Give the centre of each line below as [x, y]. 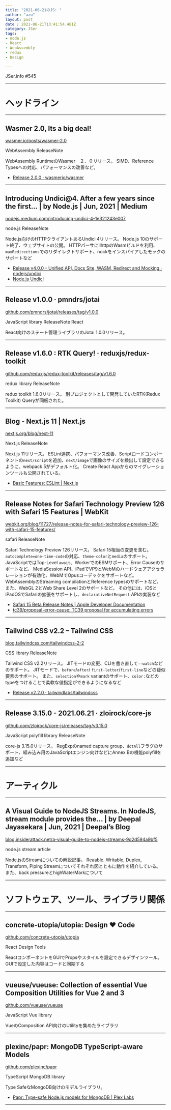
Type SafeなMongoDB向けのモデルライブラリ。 [55, 1087]
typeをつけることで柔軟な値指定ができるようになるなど [63, 682]
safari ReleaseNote [25, 539]
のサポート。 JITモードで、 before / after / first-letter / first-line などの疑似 [85, 670]
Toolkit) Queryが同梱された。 [36, 400]
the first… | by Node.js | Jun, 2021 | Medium [76, 206]
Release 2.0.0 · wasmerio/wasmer [48, 178]
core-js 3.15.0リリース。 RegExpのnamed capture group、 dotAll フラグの [82, 746]
